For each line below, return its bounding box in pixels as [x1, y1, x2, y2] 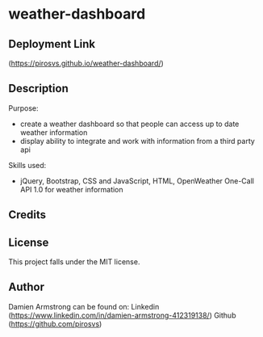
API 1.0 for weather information [19, 184, 123, 194]
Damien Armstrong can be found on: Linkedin [8, 301, 160, 311]
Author [8, 280, 44, 294]
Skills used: [8, 160, 47, 170]
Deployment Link [8, 37, 95, 51]
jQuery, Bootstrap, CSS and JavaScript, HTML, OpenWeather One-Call [19, 175, 254, 186]
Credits [8, 208, 47, 222]
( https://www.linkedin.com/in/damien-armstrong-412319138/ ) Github [8, 310, 236, 320]
